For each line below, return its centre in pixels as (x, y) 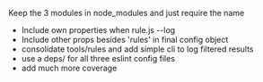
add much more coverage (69, 68)
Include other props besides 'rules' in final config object (125, 40)
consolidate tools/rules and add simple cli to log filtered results (137, 49)
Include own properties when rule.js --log (98, 30)
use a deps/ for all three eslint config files (98, 58)
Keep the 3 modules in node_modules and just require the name (127, 13)
